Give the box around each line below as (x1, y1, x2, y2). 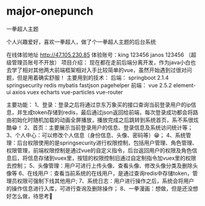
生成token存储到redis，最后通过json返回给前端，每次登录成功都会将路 (22, 108, 198, 116)
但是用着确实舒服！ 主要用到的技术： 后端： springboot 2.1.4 (16, 74, 169, 81)
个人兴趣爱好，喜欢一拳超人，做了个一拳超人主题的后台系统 (6, 38, 156, 45)
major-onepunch (6, 4, 93, 18)
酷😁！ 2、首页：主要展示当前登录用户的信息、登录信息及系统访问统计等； (6, 124, 193, 131)
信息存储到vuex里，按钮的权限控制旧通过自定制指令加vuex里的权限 (27, 154, 196, 162)
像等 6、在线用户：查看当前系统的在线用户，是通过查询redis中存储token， (6, 169, 193, 177)
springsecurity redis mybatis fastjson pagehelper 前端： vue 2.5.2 (6, 81, 172, 89)
